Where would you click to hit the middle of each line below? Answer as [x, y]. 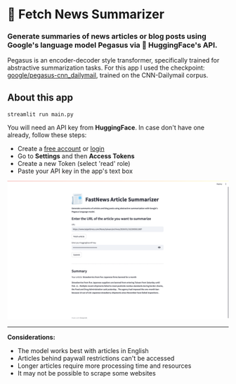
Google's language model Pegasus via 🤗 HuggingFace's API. [112, 45]
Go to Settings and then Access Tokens [76, 156]
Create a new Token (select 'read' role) [74, 164]
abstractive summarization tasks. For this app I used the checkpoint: [106, 68]
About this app [40, 97]
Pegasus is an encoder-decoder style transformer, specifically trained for [113, 60]
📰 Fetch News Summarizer [86, 14]
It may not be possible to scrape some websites [86, 373]
